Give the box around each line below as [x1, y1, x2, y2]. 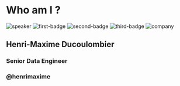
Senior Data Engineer [6, 57, 68, 65]
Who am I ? [6, 3, 61, 17]
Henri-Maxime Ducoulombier [6, 40, 115, 49]
